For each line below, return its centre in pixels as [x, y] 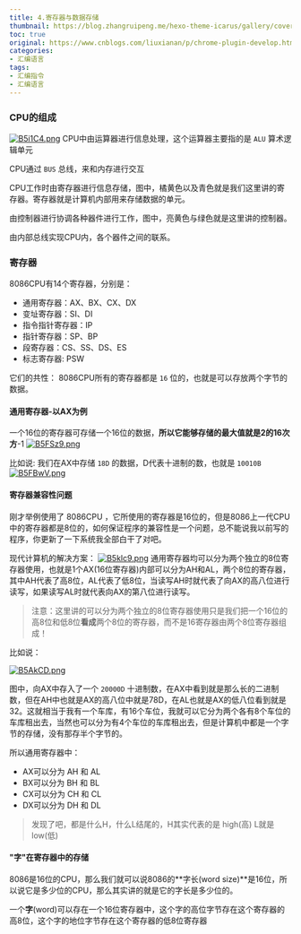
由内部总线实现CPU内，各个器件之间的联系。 [92, 237]
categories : [31, 51]
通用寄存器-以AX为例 [48, 411]
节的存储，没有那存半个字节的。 [68, 733]
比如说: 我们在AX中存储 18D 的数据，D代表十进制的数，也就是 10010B [135, 463]
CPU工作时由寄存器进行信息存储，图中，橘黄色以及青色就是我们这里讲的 [143, 187]
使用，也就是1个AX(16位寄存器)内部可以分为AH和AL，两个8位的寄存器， [158, 569]
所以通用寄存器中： [45, 752]
